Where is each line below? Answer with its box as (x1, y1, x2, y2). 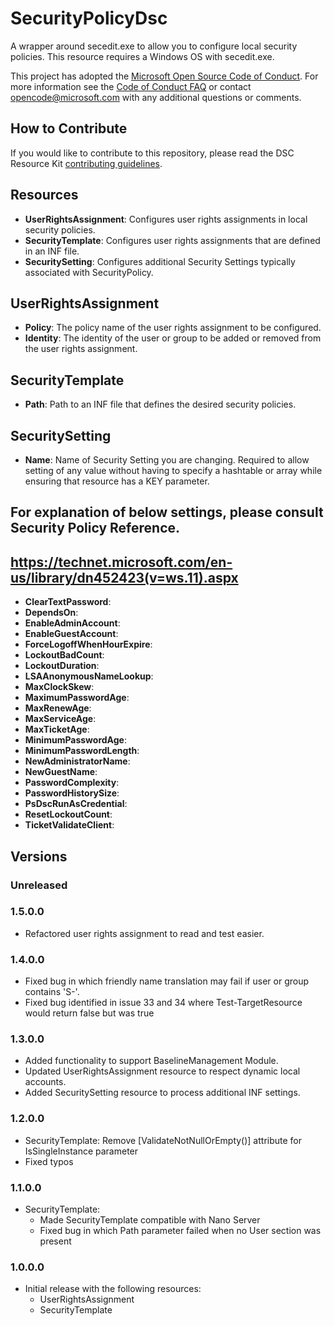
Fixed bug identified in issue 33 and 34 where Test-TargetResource (24, 997, 303, 1009)
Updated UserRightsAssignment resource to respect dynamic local (24, 1065, 301, 1077)
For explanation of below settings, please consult (10, 504, 324, 521)
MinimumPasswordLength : (24, 745, 140, 757)
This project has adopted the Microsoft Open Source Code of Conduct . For (10, 70, 319, 82)
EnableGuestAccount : (24, 628, 119, 640)
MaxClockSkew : (24, 681, 95, 693)
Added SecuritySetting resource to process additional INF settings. (24, 1087, 301, 1099)
